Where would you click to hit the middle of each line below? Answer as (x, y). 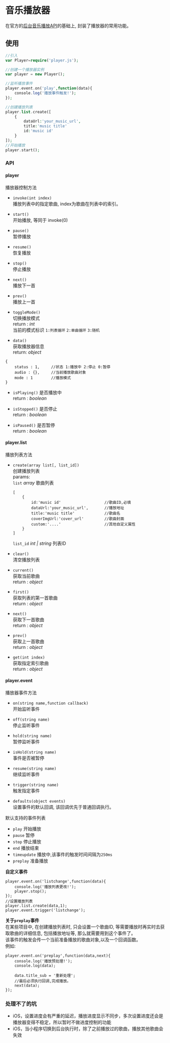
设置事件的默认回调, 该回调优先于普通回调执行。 (63, 807)
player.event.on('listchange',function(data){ (56, 882)
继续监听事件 (26, 774)
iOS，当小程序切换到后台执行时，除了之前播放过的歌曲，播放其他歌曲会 (88, 1029)
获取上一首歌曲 (28, 641)
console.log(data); (35, 966)
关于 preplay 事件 (22, 921)
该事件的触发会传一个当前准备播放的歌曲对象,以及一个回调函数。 (73, 940)
